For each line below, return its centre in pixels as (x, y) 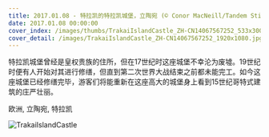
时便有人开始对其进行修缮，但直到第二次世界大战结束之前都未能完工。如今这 (134, 72)
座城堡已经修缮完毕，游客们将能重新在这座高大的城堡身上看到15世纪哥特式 (131, 82)
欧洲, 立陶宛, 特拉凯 (40, 109)
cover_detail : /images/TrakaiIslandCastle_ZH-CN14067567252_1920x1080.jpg (136, 38)
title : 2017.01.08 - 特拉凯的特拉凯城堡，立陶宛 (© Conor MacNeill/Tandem (128, 16)
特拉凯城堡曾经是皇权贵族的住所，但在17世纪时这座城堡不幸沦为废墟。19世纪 (134, 62)
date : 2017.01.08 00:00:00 (53, 23)
